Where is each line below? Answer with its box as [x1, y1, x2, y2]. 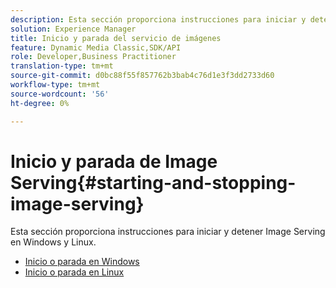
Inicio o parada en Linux [24, 266, 125, 278]
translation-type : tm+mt [10, 61, 114, 71]
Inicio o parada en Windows [24, 256, 140, 268]
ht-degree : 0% [10, 98, 70, 108]
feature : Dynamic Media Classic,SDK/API [10, 42, 182, 53]
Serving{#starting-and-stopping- [10, 171, 297, 194]
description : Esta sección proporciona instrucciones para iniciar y [10, 14, 307, 25]
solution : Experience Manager [10, 24, 137, 34]
